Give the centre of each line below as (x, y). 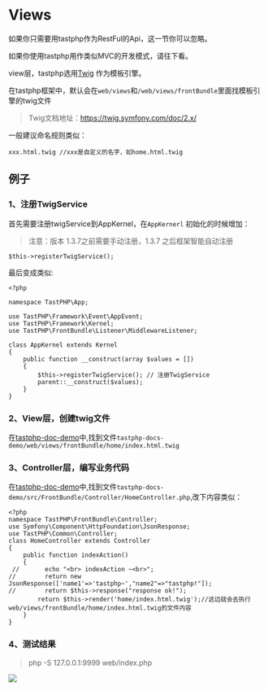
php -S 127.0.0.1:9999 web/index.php (90, 663)
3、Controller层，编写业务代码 (69, 467)
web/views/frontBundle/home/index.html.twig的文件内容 (100, 608)
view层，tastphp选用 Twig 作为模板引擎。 (77, 73)
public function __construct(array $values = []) (109, 359)
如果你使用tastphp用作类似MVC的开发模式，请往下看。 (100, 55)
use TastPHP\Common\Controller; (63, 534)
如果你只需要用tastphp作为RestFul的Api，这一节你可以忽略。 (110, 38)
